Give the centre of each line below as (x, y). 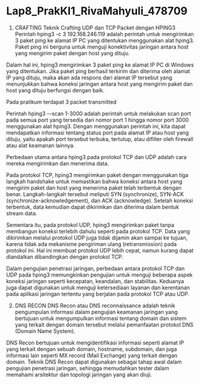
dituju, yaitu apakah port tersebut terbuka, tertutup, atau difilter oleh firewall (100, 139)
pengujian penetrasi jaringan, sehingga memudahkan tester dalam (88, 368)
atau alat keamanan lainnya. (40, 145)
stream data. (22, 213)
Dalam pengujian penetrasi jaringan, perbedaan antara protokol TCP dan (96, 268)
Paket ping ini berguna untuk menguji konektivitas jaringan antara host (101, 47)
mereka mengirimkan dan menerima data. (57, 163)
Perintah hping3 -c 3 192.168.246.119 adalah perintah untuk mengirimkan (104, 34)
